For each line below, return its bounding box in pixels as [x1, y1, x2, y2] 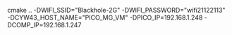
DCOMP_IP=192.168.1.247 [7, 21, 82, 29]
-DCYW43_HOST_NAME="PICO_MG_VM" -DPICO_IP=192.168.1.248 [7, 13, 203, 22]
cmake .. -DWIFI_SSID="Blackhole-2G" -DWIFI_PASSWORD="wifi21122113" [7, 6, 226, 14]
